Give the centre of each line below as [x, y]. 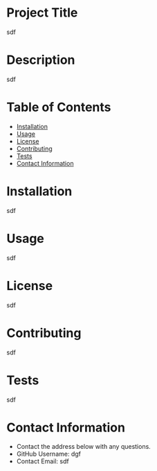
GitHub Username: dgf [48, 454]
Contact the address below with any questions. [84, 447]
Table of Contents [59, 107]
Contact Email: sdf [43, 461]
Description [41, 60]
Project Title [42, 13]
